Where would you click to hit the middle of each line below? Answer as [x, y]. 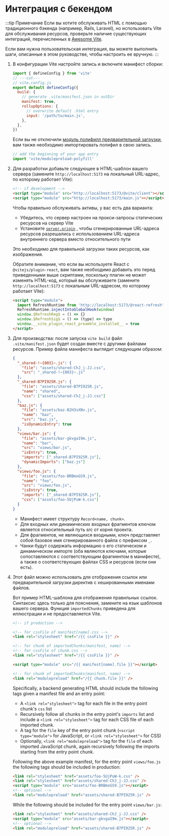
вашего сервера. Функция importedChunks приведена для [74, 608]
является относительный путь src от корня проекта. [76, 529]
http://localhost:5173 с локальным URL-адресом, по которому [81, 286]
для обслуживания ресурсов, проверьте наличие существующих [76, 33]
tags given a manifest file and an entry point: [59, 693]
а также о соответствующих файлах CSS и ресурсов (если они [88, 562]
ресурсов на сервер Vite [47, 223]
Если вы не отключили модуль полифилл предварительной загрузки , [87, 139]
